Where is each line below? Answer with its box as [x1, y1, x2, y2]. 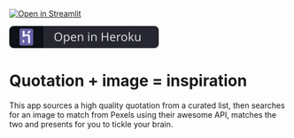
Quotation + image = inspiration [9, 71, 248, 91]
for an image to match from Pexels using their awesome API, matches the [9, 109, 277, 119]
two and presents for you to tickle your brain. [9, 119, 174, 129]
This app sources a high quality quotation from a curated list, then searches [9, 100, 285, 111]
